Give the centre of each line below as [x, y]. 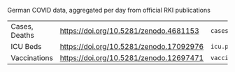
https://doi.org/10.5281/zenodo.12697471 [132, 58]
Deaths [23, 35]
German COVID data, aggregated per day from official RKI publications [109, 10]
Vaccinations [32, 58]
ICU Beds [26, 46]
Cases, [22, 26]
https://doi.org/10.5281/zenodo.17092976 [132, 46]
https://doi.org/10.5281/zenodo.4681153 [129, 31]
